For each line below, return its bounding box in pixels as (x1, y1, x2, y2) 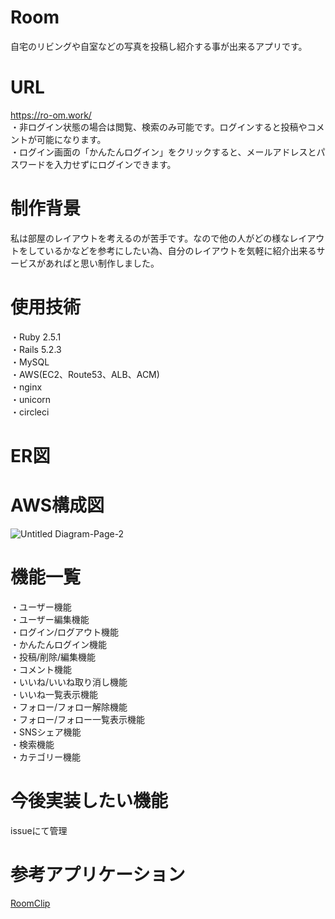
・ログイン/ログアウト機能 (10, 626, 120, 638)
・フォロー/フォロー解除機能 (10, 701, 128, 713)
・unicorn (10, 393, 52, 405)
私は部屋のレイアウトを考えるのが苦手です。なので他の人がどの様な (10, 232, 290, 244)
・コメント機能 (10, 663, 72, 675)
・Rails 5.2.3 (10, 343, 62, 355)
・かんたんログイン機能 (10, 638, 107, 650)
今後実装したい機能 (10, 790, 169, 812)
